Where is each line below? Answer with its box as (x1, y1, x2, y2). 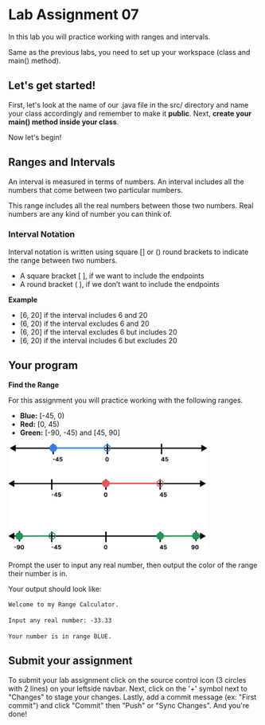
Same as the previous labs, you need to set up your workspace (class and (8, 47, 251, 57)
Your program (8, 359, 78, 372)
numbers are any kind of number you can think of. (8, 209, 173, 218)
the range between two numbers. (8, 255, 118, 265)
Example (8, 295, 38, 304)
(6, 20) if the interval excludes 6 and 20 (19, 319, 150, 328)
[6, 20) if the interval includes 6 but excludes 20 (19, 335, 177, 345)
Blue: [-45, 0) (19, 410, 65, 420)
